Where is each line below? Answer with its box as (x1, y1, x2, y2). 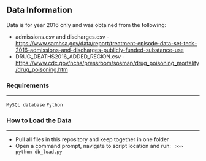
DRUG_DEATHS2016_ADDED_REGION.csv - (15, 52, 125, 60)
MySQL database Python (6, 102, 63, 108)
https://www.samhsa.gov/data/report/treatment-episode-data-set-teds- (15, 39, 197, 47)
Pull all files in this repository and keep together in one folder (15, 136, 169, 143)
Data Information (6, 5, 72, 15)
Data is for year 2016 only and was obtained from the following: (6, 21, 167, 28)
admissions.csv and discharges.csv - (15, 33, 110, 41)
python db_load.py (15, 149, 63, 155)
